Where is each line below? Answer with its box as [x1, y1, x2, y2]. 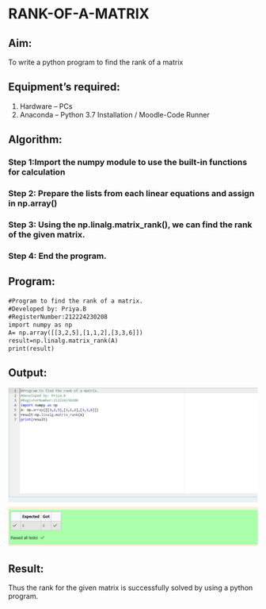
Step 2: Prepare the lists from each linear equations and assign [8, 188, 255, 199]
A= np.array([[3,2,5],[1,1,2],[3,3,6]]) [8, 329, 144, 337]
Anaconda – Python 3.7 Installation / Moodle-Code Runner [19, 110, 210, 119]
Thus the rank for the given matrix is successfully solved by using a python [8, 583, 253, 592]
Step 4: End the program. [8, 250, 107, 261]
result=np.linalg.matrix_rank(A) [8, 337, 119, 345]
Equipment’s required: [8, 80, 120, 94]
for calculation [8, 167, 66, 178]
